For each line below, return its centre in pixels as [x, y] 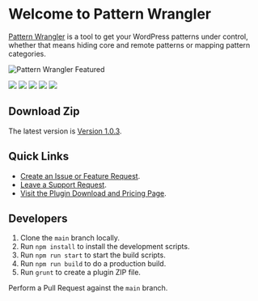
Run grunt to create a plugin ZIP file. [80, 273]
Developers [38, 218]
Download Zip [44, 111]
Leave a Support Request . [63, 184]
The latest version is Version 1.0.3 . [65, 131]
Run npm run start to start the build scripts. [93, 255]
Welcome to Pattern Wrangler [110, 14]
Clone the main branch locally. [70, 238]
